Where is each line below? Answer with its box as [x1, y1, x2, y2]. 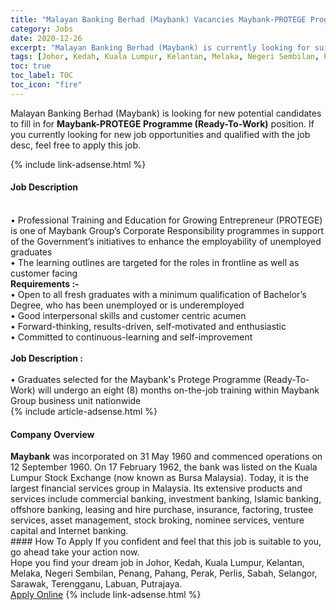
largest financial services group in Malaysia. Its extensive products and [10, 482, 303, 495]
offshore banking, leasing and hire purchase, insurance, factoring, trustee [10, 504, 314, 516]
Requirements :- [10, 277, 80, 290]
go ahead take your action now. [10, 546, 140, 558]
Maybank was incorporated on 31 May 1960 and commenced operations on [10, 451, 323, 463]
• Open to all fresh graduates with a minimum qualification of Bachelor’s [10, 288, 307, 300]
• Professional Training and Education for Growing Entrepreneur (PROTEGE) [10, 214, 323, 226]
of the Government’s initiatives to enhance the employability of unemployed [10, 235, 322, 247]
